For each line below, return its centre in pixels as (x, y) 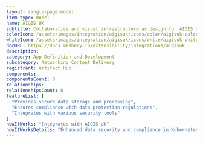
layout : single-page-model (40, 12)
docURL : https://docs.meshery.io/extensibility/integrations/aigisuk (96, 46)
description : (23, 51)
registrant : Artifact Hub (39, 68)
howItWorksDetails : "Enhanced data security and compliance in (88, 130)
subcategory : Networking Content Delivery (60, 62)
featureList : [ (25, 96)
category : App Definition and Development (60, 57)
